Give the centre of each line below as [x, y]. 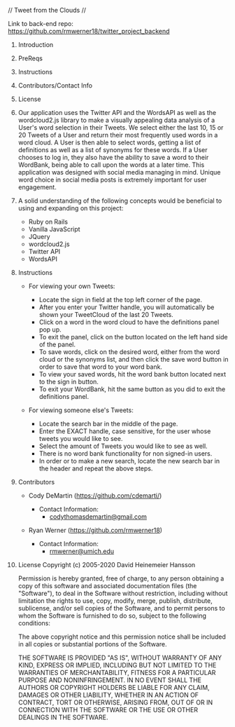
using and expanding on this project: [71, 208]
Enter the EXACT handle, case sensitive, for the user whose [125, 431]
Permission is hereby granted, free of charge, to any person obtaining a [121, 578]
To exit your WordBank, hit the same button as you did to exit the [132, 389]
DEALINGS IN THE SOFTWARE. [63, 717]
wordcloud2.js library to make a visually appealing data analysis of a [116, 120]
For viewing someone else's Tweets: [81, 410]
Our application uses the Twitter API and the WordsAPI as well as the [117, 113]
